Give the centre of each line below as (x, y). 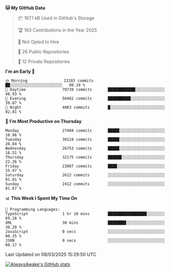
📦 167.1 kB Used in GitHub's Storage (56, 18)
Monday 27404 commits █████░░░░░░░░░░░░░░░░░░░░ (85, 131)
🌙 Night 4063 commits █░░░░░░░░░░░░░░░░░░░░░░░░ (85, 107)
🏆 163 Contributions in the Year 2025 (57, 30)
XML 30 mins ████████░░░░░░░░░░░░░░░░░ (85, 223)
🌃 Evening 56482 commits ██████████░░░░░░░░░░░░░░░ (85, 99)
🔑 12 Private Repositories (44, 62)
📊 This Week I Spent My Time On (41, 198)
